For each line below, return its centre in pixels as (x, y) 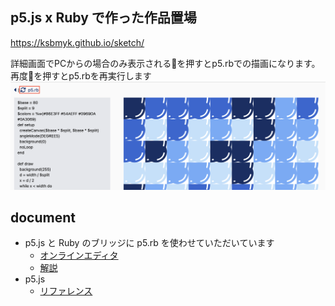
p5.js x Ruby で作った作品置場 (103, 18)
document (43, 217)
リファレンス (66, 291)
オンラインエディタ (79, 255)
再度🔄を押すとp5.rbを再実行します (81, 75)
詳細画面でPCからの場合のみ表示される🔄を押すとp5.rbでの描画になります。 (165, 63)
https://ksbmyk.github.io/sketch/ (77, 42)
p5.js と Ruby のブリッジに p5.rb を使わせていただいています (149, 243)
